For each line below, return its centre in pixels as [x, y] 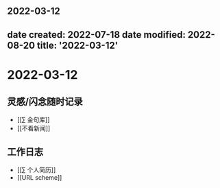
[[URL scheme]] [39, 177]
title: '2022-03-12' [77, 45]
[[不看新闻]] [34, 128]
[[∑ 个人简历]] [36, 169]
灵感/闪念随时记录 [45, 102]
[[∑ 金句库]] [33, 119]
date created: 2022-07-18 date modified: [97, 35]
